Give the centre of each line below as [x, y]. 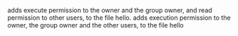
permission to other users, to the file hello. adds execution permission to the [119, 18]
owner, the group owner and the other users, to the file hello [95, 25]
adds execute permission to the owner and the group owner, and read [110, 10]
